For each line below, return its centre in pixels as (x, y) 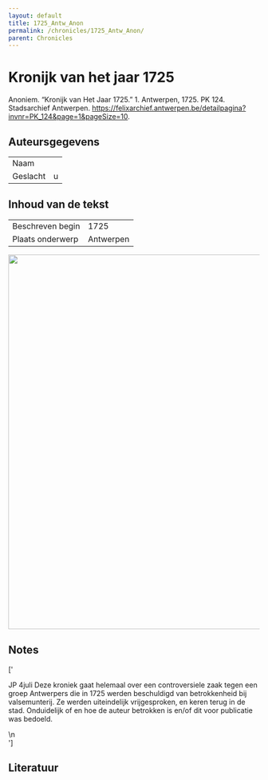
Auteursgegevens (54, 142)
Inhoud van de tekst (59, 205)
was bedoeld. (31, 718)
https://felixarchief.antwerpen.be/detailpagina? (169, 108)
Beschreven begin (46, 226)
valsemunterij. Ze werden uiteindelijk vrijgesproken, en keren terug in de (127, 702)
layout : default (35, 16)
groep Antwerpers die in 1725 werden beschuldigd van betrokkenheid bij (128, 693)
